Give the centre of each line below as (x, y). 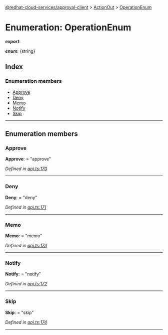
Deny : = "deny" (21, 197)
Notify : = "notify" (23, 274)
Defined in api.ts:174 (26, 322)
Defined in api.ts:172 (26, 284)
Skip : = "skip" (19, 312)
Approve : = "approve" (28, 159)
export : (13, 41)
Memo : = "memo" (24, 236)
